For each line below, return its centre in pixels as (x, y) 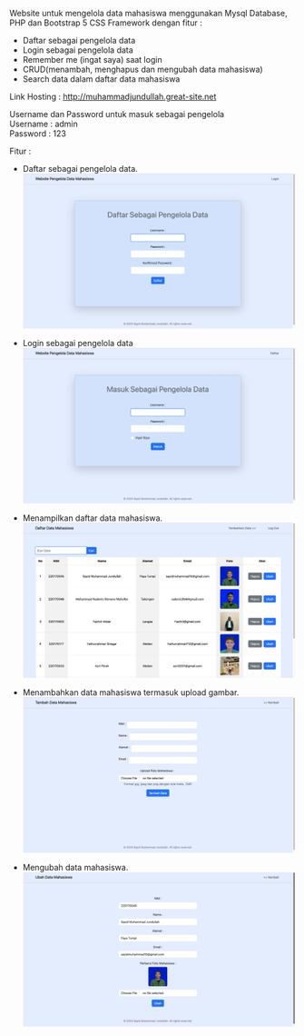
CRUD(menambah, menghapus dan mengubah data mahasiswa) (142, 69)
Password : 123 (38, 134)
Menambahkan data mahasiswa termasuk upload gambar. (131, 692)
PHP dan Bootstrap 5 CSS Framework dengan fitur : (106, 23)
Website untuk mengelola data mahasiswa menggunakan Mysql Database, (148, 13)
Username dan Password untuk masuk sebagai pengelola (117, 114)
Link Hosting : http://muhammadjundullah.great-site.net (113, 96)
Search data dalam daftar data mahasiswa (101, 79)
